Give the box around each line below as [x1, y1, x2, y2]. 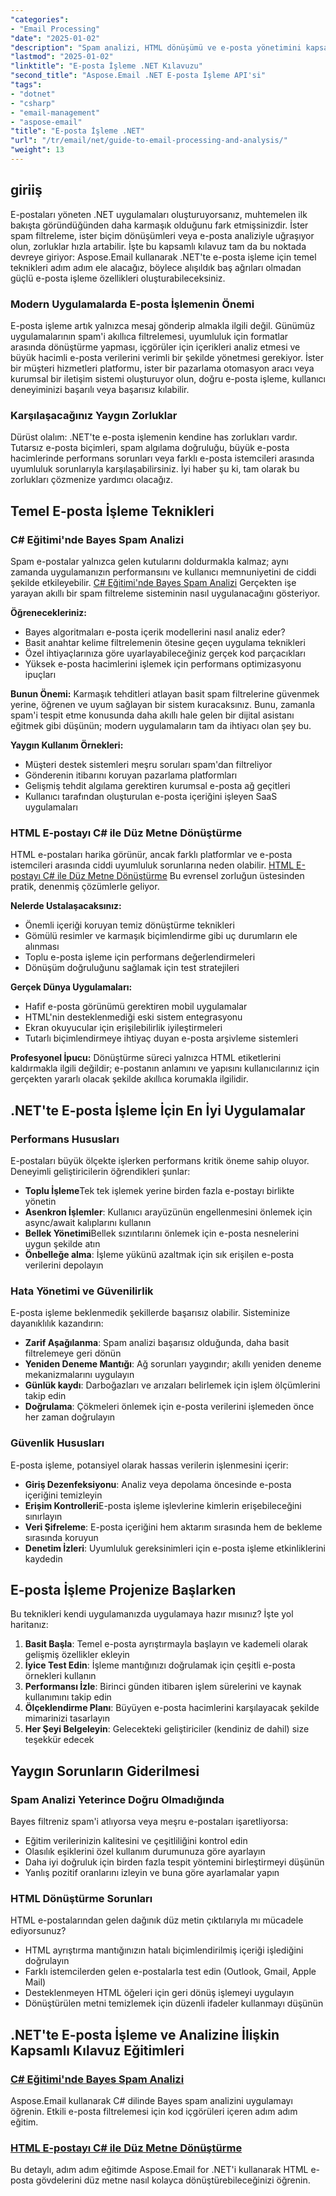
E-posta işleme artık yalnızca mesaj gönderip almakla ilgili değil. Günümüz [10, 319, 316, 331]
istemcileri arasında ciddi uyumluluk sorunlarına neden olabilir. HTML [10, 859, 295, 871]
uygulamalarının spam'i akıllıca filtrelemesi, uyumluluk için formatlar [10, 330, 289, 342]
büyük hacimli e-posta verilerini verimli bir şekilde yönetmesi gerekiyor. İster [10, 351, 324, 363]
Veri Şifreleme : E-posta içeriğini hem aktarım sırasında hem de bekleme [24, 1521, 323, 1533]
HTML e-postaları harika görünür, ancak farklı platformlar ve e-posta [10, 849, 293, 861]
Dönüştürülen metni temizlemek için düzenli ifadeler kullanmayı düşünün [24, 1997, 324, 2010]
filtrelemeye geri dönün [24, 1347, 122, 1360]
